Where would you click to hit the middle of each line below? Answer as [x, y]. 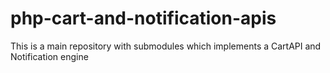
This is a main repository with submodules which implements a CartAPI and [166, 46]
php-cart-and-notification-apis [143, 18]
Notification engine [49, 56]
